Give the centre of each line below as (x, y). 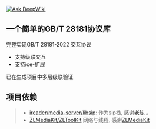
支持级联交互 (30, 57)
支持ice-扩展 (30, 64)
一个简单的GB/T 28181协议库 (58, 29)
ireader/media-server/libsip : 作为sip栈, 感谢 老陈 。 (90, 113)
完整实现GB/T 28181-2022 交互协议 (49, 44)
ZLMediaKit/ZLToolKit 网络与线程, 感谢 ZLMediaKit (89, 120)
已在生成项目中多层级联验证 (40, 77)
